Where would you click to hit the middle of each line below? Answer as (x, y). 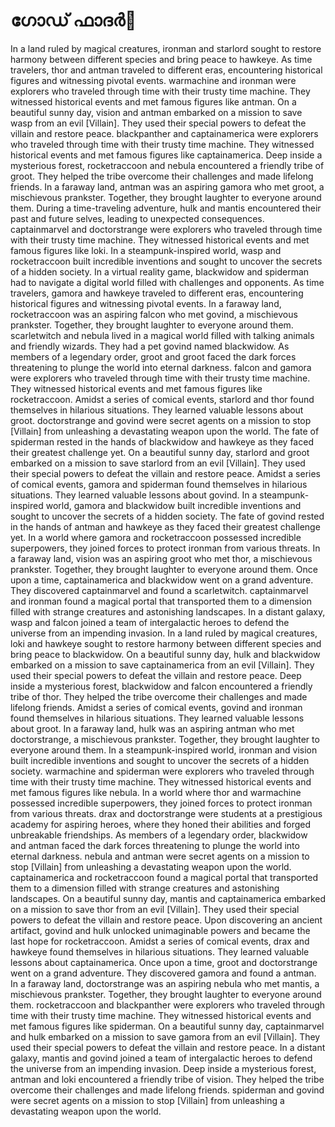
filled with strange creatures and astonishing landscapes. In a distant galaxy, (168, 611)
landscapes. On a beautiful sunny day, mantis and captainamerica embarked (168, 898)
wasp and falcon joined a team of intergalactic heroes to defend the (150, 622)
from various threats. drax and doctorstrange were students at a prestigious (166, 813)
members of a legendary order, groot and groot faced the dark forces (153, 356)
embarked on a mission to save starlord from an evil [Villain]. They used (158, 463)
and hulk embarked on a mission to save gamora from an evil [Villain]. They (165, 1036)
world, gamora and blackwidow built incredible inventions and (173, 505)
